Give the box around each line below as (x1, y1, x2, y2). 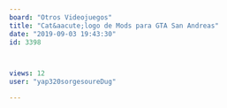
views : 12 (9, 69, 46, 78)
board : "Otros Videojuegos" (9, 12, 113, 22)
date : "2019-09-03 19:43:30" (9, 29, 117, 38)
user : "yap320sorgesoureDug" (9, 77, 117, 87)
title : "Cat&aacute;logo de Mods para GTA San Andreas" (9, 21, 219, 30)
